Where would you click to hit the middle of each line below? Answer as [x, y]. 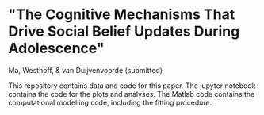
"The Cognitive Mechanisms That [122, 15]
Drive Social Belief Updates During [124, 31]
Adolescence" [56, 48]
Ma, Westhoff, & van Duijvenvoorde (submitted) [86, 70]
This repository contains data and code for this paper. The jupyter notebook [132, 86]
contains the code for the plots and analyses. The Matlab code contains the [132, 94]
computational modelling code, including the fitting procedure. [110, 102]
